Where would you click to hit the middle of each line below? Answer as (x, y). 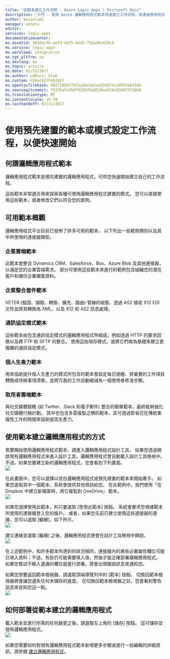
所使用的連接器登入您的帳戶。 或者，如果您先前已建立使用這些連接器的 (79, 513)
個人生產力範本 (24, 362)
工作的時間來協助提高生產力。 (45, 419)
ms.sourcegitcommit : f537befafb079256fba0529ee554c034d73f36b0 (73, 90)
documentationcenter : (28, 38)
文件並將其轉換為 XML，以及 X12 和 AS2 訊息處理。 (59, 309)
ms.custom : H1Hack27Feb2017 (35, 80)
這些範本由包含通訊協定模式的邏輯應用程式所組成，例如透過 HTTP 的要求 (81, 335)
